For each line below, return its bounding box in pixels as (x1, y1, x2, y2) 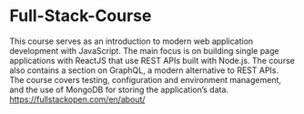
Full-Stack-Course (9, 5, 152, 26)
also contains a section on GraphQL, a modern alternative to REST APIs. (9, 65, 279, 76)
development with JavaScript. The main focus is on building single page (9, 45, 279, 56)
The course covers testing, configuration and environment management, (9, 74, 282, 85)
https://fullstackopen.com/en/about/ (9, 93, 146, 105)
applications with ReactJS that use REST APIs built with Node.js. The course (9, 55, 296, 66)
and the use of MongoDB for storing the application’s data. (9, 84, 229, 95)
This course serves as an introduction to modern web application (9, 36, 254, 47)
